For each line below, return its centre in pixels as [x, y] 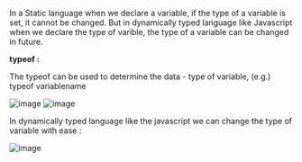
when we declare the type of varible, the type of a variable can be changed [149, 32]
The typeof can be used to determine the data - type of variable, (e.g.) [140, 76]
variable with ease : [46, 130]
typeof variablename [48, 86]
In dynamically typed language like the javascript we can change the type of [151, 121]
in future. [26, 41]
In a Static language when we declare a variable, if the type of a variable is [148, 13]
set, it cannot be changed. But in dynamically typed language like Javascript [151, 22]
